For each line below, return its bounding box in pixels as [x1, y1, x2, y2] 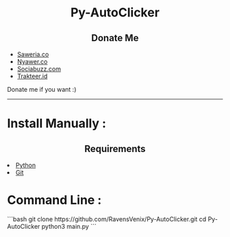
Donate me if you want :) [7, 86, 77, 93]
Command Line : [7, 192, 102, 208]
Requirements [84, 142, 146, 155]
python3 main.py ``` [41, 222, 97, 230]
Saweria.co [16, 50, 49, 58]
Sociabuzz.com [16, 65, 62, 73]
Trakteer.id [16, 72, 48, 80]
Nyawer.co [16, 58, 48, 66]
